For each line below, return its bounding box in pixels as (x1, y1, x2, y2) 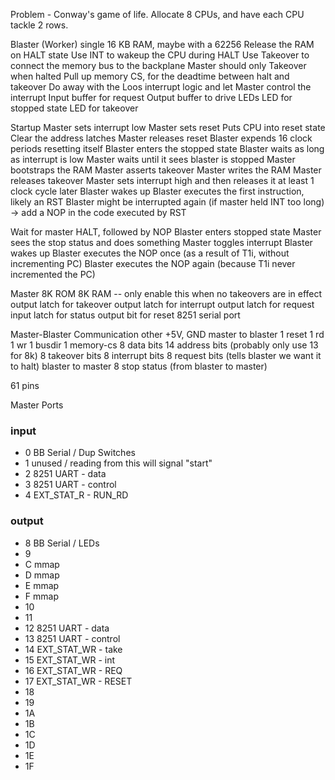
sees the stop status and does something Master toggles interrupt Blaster (10, 237, 313, 248)
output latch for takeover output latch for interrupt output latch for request (10, 299, 315, 310)
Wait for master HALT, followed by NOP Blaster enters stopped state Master (10, 226, 322, 238)
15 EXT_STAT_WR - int (24, 654, 115, 666)
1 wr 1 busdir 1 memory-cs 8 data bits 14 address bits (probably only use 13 (10, 339, 319, 351)
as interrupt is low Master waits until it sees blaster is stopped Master (10, 154, 296, 165)
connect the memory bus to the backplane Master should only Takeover (10, 60, 307, 71)
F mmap (24, 590, 59, 602)
